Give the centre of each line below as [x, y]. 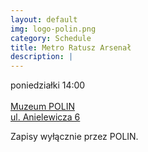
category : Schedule [51, 38]
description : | [42, 57]
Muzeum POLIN [42, 107]
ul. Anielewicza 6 [45, 117]
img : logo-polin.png [53, 29]
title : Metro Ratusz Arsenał [71, 47]
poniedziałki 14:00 [48, 85]
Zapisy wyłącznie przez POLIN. [74, 137]
